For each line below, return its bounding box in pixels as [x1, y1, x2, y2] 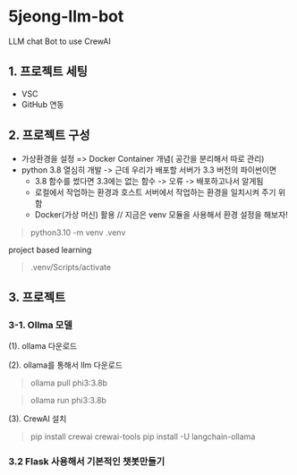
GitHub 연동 [21, 98, 64, 109]
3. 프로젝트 [8, 289, 66, 305]
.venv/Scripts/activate [30, 261, 112, 272]
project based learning [8, 244, 92, 255]
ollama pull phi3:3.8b [30, 377, 108, 388]
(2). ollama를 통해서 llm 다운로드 [8, 360, 123, 370]
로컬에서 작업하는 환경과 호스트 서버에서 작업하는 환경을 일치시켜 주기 [34, 186, 276, 198]
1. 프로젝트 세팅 [8, 64, 89, 80]
